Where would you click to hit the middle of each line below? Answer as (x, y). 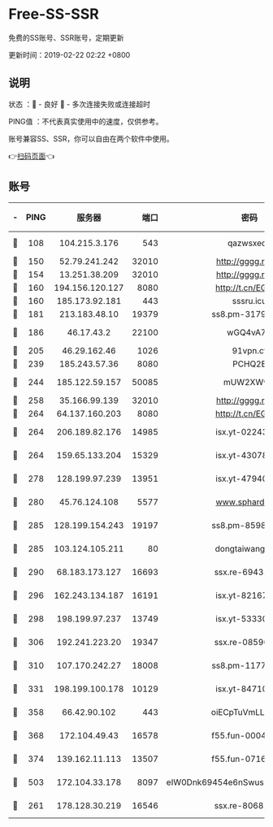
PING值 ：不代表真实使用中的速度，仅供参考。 (86, 121)
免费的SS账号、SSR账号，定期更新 (66, 37)
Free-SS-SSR (54, 14)
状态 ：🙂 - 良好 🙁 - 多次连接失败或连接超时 (79, 104)
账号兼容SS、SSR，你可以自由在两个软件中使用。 (91, 138)
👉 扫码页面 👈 (32, 156)
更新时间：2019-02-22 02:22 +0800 (69, 54)
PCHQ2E (249, 364)
